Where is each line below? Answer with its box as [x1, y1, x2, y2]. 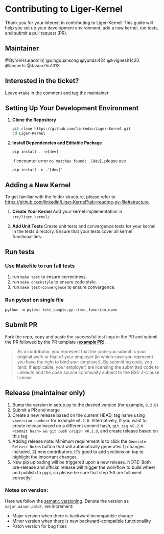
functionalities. [12, 233, 43, 239]
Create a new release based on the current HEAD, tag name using [12, 412, 145, 418]
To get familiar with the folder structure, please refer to [5, 194, 116, 200]
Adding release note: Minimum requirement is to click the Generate [12, 438, 146, 444]
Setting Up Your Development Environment [5, 104, 139, 112]
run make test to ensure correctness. [12, 274, 87, 280]
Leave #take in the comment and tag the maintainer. [5, 90, 110, 96]
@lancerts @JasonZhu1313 [5, 62, 60, 68]
